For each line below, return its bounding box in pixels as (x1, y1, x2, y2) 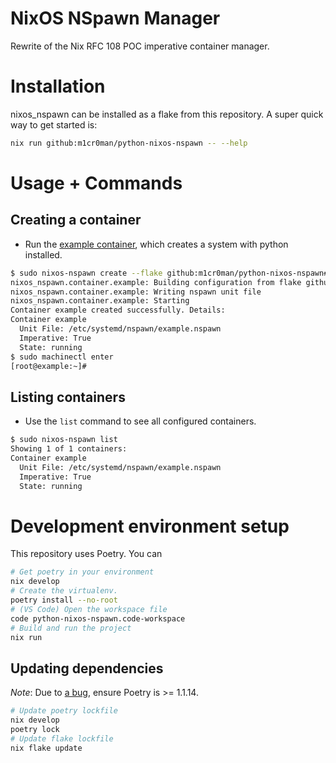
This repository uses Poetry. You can (10, 548, 163, 560)
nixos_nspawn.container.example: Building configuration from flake (10, 277, 302, 287)
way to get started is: (10, 118, 98, 131)
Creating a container (10, 212, 142, 229)
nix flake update (10, 743, 83, 753)
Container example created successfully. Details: (10, 305, 226, 316)
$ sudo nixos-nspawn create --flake (10, 268, 163, 278)
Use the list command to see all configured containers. (24, 415, 257, 427)
